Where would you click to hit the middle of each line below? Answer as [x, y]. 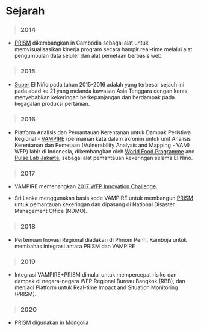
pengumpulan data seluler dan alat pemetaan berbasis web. [88, 56]
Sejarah [25, 11]
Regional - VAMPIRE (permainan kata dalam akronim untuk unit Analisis [103, 139]
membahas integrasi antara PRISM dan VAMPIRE [75, 246]
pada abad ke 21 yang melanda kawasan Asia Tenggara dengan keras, [101, 91]
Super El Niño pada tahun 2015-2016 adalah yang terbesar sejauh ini [99, 84]
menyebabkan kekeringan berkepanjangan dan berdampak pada [94, 97]
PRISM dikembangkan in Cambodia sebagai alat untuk [81, 43]
